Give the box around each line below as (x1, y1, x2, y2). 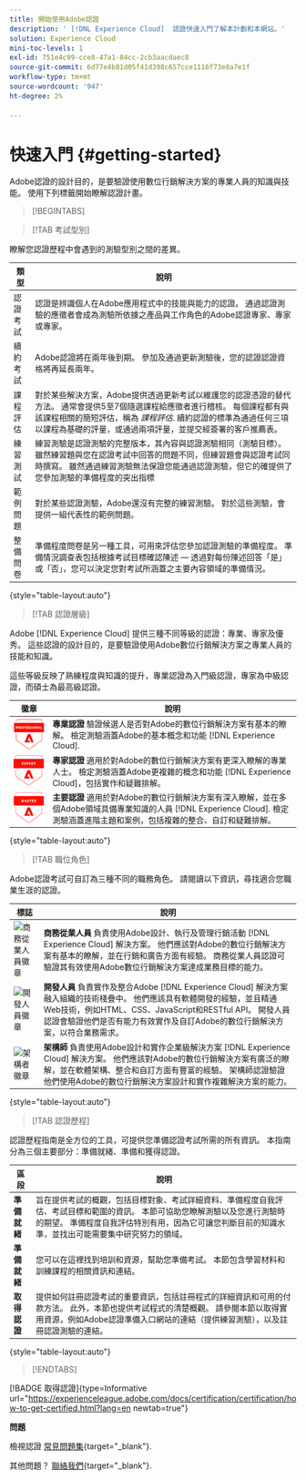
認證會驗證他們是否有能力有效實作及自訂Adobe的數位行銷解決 (44, 1016, 276, 1026)
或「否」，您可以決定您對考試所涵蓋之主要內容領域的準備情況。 (35, 563, 270, 574)
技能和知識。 (9, 650, 57, 661)
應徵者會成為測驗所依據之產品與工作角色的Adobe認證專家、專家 (50, 310, 291, 321)
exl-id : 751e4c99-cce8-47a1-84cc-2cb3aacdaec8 (9, 53, 189, 63)
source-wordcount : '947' (9, 82, 104, 91)
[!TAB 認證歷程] (31, 1116, 90, 1127)
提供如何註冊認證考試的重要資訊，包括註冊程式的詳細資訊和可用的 (36, 1291, 284, 1302)
